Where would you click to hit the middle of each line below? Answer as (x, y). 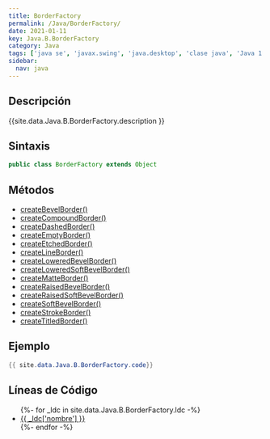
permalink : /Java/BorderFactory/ (65, 23)
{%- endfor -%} (46, 427)
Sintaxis (30, 146)
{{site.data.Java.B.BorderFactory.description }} (87, 120)
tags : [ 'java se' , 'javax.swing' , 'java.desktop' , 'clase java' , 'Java (131, 53)
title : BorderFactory (45, 16)
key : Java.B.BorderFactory (54, 38)
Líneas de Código (53, 390)
